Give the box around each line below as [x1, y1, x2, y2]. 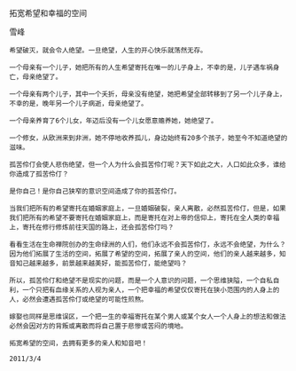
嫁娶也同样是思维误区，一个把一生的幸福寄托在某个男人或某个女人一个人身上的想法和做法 [9, 312, 286, 321]
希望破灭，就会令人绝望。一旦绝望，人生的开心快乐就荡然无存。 [9, 46, 207, 55]
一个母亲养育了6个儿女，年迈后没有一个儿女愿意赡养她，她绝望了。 [9, 116, 218, 125]
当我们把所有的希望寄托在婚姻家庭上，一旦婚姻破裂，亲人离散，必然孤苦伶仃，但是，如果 [9, 204, 286, 213]
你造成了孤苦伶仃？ [9, 170, 69, 178]
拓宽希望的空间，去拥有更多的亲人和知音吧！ [9, 339, 148, 348]
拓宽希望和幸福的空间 [9, 8, 87, 18]
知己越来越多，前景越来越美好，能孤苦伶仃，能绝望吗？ [15, 259, 188, 268]
